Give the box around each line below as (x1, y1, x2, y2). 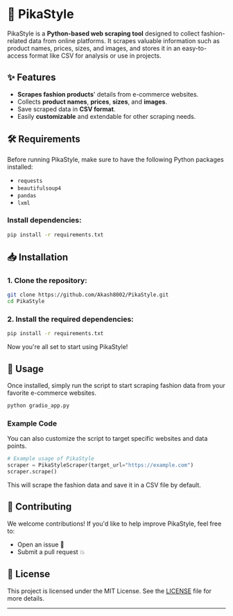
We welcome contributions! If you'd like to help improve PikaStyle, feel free (7, 519, 222, 528)
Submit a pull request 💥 (17, 547, 85, 556)
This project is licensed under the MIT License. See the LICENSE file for (7, 587, 212, 595)
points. (7, 441, 27, 451)
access (7, 51, 28, 60)
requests (17, 177, 43, 184)
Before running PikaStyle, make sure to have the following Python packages (7, 155, 224, 163)
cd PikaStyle (7, 298, 45, 305)
